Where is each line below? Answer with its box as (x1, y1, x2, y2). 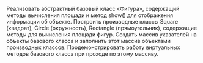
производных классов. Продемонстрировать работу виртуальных (6, 44, 180, 51)
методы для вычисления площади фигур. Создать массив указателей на (6, 31, 197, 38)
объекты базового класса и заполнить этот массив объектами (6, 38, 171, 44)
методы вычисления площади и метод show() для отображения (6, 12, 174, 19)
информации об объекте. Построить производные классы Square (6, 18, 179, 25)
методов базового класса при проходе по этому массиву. (6, 50, 159, 57)
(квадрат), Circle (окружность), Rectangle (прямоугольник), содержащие (6, 24, 197, 31)
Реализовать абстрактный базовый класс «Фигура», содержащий (6, 5, 180, 12)
